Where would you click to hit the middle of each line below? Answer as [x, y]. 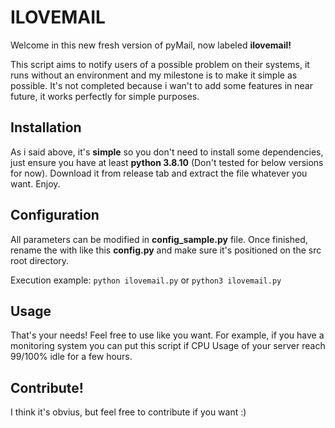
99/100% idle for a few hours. [71, 357]
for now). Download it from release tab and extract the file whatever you [159, 173]
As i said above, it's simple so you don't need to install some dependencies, [167, 152]
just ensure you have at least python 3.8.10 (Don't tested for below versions [167, 162]
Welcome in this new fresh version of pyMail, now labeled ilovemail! [151, 45]
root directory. [40, 260]
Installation [46, 127]
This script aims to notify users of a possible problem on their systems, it [160, 64]
